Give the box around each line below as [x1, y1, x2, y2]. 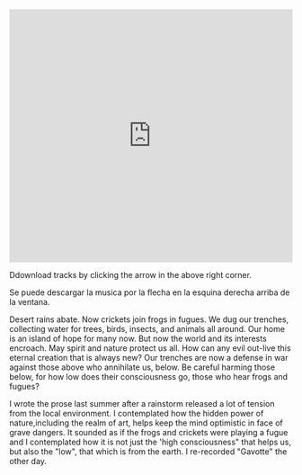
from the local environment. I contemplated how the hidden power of [9, 408, 264, 418]
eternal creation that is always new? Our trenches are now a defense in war [9, 353, 289, 363]
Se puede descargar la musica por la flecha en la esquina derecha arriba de [9, 287, 290, 298]
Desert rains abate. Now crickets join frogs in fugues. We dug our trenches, [9, 314, 289, 325]
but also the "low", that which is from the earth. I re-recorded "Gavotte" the [9, 446, 288, 457]
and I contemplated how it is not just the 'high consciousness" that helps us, [9, 436, 292, 447]
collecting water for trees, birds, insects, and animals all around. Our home [9, 324, 286, 334]
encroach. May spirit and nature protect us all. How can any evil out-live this [9, 343, 291, 354]
